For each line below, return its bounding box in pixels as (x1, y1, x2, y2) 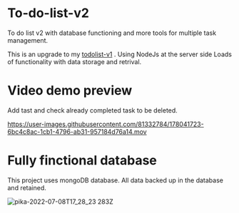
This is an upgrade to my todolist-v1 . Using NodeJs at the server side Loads (7, 50, 232, 58)
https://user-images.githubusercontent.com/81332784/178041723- (7, 120, 205, 128)
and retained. (7, 183, 46, 192)
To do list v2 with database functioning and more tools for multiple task (7, 28, 216, 37)
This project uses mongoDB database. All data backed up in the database (7, 176, 223, 185)
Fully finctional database (7, 152, 157, 169)
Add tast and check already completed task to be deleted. (7, 105, 178, 115)
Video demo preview (7, 83, 133, 99)
